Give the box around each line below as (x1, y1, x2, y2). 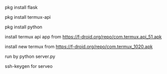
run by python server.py (5, 53, 56, 59)
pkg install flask (5, 5, 38, 10)
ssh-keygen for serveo (5, 63, 53, 69)
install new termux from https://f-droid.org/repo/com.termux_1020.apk (5, 44, 153, 50)
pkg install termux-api (5, 14, 51, 20)
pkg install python (5, 24, 43, 30)
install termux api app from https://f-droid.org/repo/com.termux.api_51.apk (5, 34, 162, 40)
